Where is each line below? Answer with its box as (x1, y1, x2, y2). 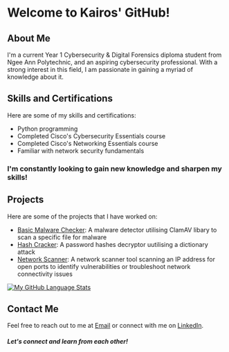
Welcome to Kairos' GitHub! (7, 5, 171, 21)
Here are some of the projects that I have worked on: (7, 212, 158, 221)
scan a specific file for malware (17, 233, 107, 241)
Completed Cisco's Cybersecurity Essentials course (17, 131, 166, 140)
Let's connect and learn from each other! (7, 337, 129, 345)
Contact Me (7, 303, 59, 315)
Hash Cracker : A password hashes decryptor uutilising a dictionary (17, 240, 209, 248)
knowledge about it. (7, 73, 64, 81)
